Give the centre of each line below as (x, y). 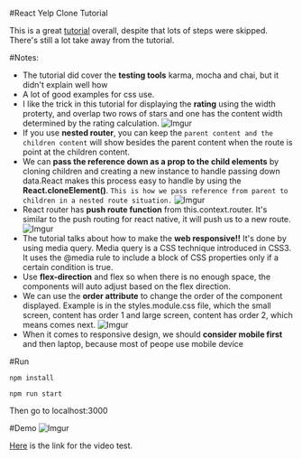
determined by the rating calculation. (91, 123)
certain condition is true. (68, 267)
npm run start (36, 394)
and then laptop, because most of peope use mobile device (133, 344)
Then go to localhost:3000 (59, 411)
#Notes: (24, 57)
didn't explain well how (65, 84)
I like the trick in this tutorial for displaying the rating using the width (149, 104)
